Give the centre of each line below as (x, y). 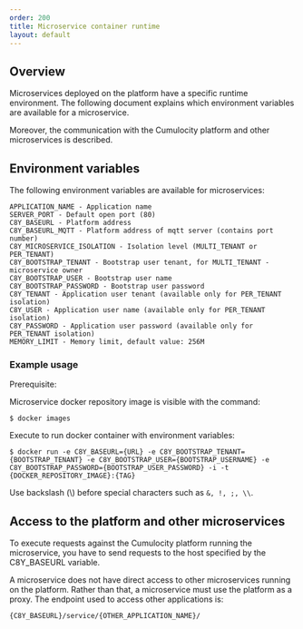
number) (24, 239)
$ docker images (40, 418)
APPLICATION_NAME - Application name (81, 207)
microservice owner (46, 270)
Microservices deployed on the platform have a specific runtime (129, 93)
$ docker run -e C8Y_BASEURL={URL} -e (83, 452)
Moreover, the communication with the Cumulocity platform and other (140, 130)
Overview (38, 71)
